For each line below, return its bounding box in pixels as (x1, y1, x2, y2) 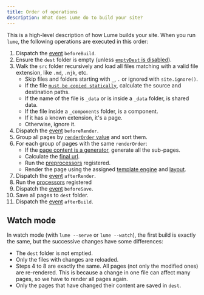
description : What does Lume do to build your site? (7, 15, 143, 21)
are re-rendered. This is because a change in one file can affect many (15, 269, 191, 276)
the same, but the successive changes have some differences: (7, 238, 163, 245)
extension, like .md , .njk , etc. (15, 69, 88, 76)
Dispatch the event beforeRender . (15, 127, 99, 134)
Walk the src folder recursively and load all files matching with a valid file (15, 62, 199, 70)
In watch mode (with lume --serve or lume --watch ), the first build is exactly (7, 231, 196, 239)
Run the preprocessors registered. (24, 159, 111, 166)
